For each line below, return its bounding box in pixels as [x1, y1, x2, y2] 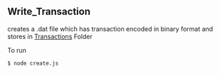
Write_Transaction [7, 6, 91, 18]
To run [7, 46, 27, 54]
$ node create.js [7, 60, 59, 67]
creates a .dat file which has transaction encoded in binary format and [7, 24, 214, 33]
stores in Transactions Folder [7, 32, 93, 41]
